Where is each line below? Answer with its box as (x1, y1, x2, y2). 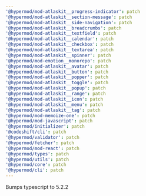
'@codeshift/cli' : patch (5, 129, 67, 135)
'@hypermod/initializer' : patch (5, 124, 85, 129)
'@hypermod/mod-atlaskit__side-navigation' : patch (5, 19, 132, 25)
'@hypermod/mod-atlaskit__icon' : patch (5, 96, 104, 102)
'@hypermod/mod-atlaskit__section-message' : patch (5, 14, 132, 20)
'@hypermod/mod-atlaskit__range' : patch (5, 91, 107, 97)
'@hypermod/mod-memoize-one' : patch (5, 112, 95, 118)
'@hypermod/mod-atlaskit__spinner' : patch (5, 52, 111, 58)
